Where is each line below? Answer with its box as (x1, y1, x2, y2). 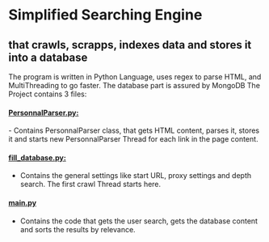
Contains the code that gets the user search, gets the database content (19, 216, 258, 226)
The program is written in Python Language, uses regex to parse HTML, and (8, 72, 262, 82)
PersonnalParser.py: (8, 108, 79, 117)
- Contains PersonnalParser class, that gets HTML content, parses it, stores (8, 125, 260, 135)
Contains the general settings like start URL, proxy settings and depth (19, 171, 252, 180)
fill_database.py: (8, 152, 66, 163)
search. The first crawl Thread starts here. (19, 180, 162, 189)
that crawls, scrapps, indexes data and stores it (8, 38, 252, 52)
